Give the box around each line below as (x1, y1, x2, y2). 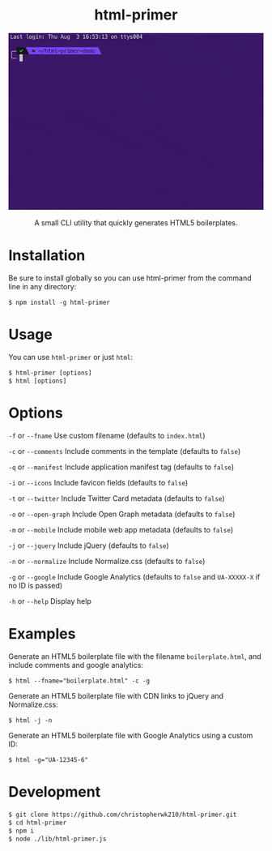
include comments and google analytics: (8, 660, 144, 669)
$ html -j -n (8, 716, 53, 725)
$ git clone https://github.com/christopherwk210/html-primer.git (8, 810, 237, 819)
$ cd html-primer (8, 819, 67, 827)
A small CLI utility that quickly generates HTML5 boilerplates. (34, 218, 238, 228)
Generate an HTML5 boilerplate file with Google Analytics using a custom (8, 730, 253, 740)
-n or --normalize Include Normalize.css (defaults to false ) (8, 556, 206, 566)
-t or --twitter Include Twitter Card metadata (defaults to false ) (8, 493, 225, 503)
